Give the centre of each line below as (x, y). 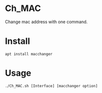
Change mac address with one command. (46, 22)
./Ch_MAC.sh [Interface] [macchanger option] (51, 86)
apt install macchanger (29, 54)
